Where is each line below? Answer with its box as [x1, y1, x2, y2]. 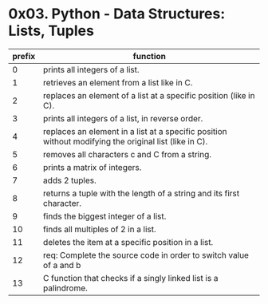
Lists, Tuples [8, 22, 94, 40]
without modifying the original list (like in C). [42, 136, 208, 147]
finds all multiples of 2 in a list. [42, 223, 157, 235]
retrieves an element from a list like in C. [42, 77, 193, 88]
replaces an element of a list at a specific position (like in [42, 89, 255, 101]
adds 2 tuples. [42, 175, 97, 186]
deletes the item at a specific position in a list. [42, 236, 214, 247]
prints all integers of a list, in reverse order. [42, 113, 203, 124]
